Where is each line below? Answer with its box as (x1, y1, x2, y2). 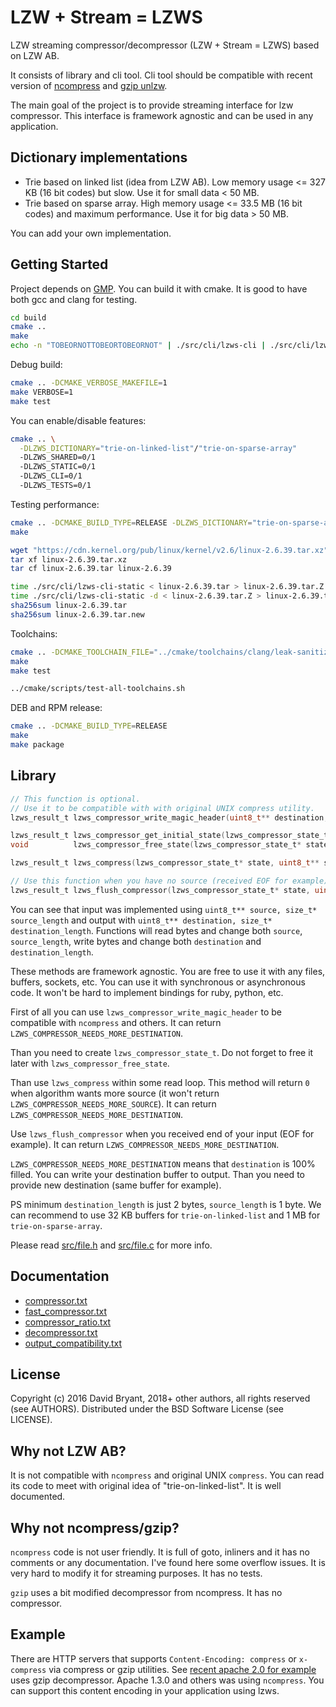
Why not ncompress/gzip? (10, 1519, 180, 1536)
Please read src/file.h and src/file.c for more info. (10, 1239, 213, 1251)
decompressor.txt (24, 1326, 98, 1338)
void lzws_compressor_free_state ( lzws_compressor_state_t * (10, 840, 302, 850)
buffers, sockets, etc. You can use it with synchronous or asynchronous (10, 976, 306, 988)
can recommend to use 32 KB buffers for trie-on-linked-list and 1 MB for (10, 1209, 321, 1221)
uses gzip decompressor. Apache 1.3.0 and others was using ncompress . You (10, 1674, 325, 1686)
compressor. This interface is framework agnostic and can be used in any (10, 109, 314, 121)
